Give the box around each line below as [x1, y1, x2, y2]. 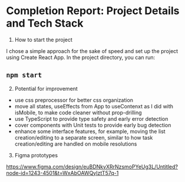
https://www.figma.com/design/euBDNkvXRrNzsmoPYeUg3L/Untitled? [6, 163, 179, 170]
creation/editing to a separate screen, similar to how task [14, 134, 153, 141]
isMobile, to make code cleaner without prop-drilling [14, 109, 143, 116]
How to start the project [14, 36, 72, 43]
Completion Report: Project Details [6, 4, 180, 18]
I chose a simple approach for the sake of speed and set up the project [6, 47, 179, 54]
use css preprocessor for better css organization [14, 96, 134, 104]
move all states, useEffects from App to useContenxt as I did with [14, 102, 174, 110]
